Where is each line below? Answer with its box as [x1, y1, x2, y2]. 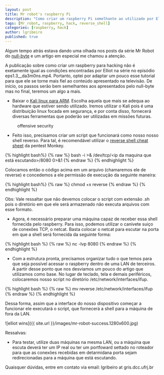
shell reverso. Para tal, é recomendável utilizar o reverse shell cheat [12, 137, 148, 143]
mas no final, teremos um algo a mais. [5, 88, 82, 94]
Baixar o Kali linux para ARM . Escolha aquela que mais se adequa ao [12, 98, 150, 104]
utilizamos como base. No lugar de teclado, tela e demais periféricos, [12, 271, 152, 277]
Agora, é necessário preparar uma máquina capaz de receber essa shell [12, 216, 158, 222]
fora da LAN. [5, 311, 31, 316]
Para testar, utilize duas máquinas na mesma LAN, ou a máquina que [12, 339, 150, 345]
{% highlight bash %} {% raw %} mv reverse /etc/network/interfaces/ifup [5, 286, 153, 292]
